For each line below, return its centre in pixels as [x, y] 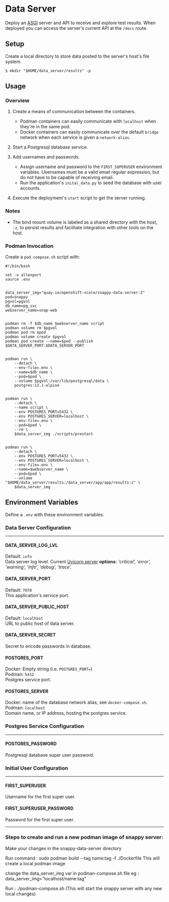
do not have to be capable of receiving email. [67, 178]
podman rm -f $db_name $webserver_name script [55, 324]
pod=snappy [17, 297]
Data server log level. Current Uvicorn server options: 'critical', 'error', [78, 562]
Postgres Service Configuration [45, 726]
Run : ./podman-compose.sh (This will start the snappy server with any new [84, 888]
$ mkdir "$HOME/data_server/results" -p [48, 71]
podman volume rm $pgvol [31, 328]
